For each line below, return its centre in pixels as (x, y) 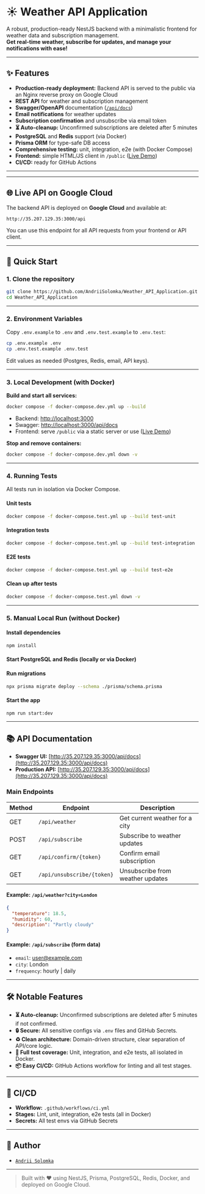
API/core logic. (34, 1046)
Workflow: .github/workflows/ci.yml (62, 1107)
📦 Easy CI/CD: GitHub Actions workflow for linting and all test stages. (103, 1066)
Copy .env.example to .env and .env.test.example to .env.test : (86, 332)
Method (21, 807)
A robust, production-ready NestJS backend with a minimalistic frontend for (102, 29)
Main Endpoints (30, 792)
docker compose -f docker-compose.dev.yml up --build (76, 407)
